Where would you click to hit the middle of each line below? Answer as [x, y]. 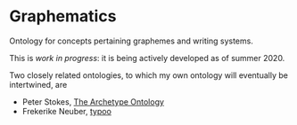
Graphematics [63, 16]
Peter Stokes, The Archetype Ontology [93, 102]
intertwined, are [38, 84]
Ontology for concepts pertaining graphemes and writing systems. [132, 41]
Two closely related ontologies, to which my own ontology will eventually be [148, 75]
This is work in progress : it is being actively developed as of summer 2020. [147, 58]
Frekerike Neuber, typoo [66, 111]
